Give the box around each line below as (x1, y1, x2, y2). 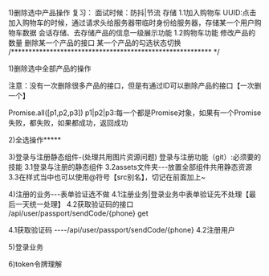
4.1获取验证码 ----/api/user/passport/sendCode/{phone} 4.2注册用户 (8, 225, 235, 234)
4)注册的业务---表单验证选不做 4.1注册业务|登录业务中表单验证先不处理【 (8, 189, 250, 199)
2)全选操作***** (8, 135, 62, 144)
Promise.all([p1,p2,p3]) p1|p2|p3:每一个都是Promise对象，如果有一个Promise (8, 108, 262, 117)
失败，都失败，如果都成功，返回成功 (8, 118, 128, 127)
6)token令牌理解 (8, 259, 63, 269)
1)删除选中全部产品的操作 (8, 64, 92, 73)
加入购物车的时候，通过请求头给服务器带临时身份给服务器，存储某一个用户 (8, 18, 255, 27)
